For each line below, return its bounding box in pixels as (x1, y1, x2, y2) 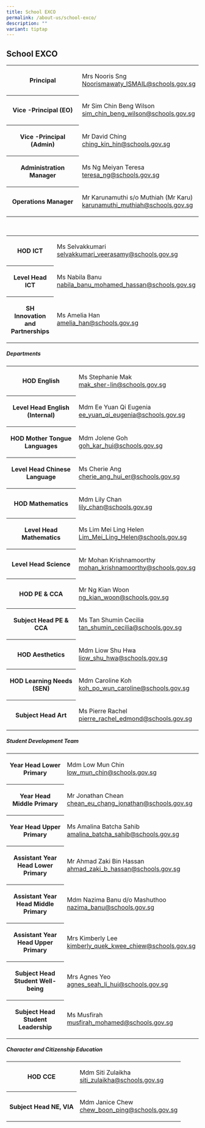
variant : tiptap (6, 26, 48, 32)
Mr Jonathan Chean (67, 791, 124, 800)
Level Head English (12, 403, 70, 412)
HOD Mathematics (13, 499, 68, 508)
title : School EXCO (6, 9, 56, 15)
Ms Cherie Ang (78, 465, 122, 473)
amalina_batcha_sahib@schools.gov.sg (67, 830, 180, 838)
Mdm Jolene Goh (78, 434, 128, 442)
